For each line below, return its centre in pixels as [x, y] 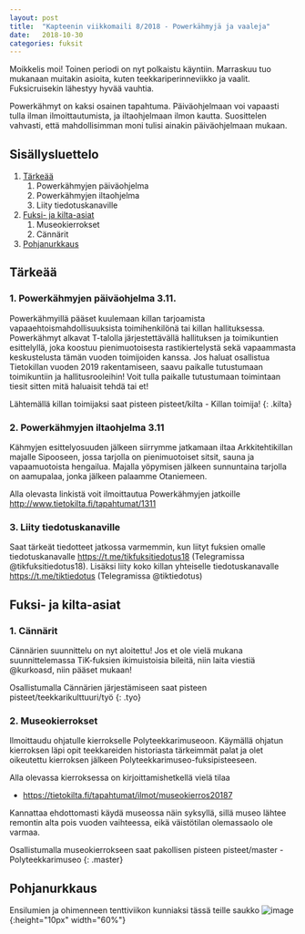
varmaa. [25, 832]
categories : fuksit [46, 43]
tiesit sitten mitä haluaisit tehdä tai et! [79, 386]
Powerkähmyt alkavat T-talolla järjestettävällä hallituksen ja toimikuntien [144, 337]
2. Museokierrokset [54, 721]
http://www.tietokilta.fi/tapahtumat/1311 [83, 504]
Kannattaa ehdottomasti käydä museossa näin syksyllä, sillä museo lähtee [148, 813]
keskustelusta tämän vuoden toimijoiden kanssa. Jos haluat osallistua [140, 357]
